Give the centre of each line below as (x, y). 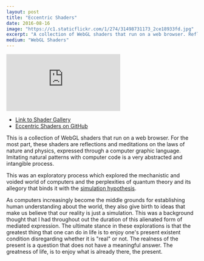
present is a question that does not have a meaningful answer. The (90, 245)
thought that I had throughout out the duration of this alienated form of (94, 219)
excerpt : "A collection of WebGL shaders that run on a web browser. (96, 35)
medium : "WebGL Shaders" (38, 40)
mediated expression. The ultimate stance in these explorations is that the (99, 226)
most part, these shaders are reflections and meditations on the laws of (96, 144)
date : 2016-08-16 (28, 23)
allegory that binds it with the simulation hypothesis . (71, 188)
